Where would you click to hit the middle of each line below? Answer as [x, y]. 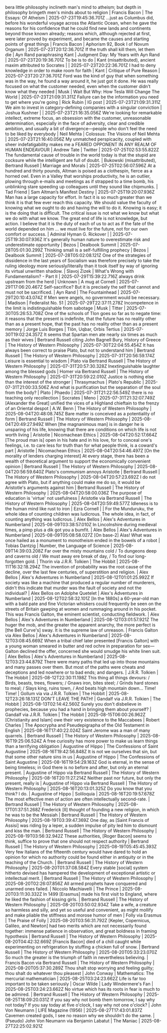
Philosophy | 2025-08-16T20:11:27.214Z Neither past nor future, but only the [83, 778]
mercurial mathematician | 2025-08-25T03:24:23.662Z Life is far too [76, 979]
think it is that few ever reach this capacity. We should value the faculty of [81, 202]
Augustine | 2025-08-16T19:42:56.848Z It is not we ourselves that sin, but [81, 752]
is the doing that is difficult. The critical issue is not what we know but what [82, 213]
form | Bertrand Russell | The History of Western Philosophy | [68, 419]
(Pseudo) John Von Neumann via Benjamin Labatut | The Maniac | [73, 1021]
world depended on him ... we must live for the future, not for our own [77, 229]
